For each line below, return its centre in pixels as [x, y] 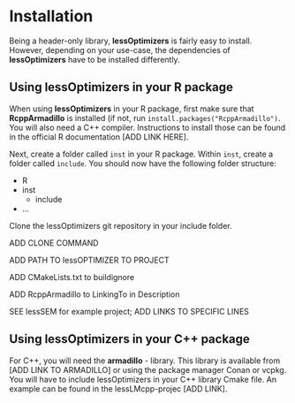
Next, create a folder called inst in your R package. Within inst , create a [141, 154]
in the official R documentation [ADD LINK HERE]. [99, 137]
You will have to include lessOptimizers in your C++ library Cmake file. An [143, 379]
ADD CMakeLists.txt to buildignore [72, 277]
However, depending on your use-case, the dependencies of [120, 49]
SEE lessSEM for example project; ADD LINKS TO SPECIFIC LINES [129, 311]
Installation [51, 16]
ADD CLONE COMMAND [54, 243]
